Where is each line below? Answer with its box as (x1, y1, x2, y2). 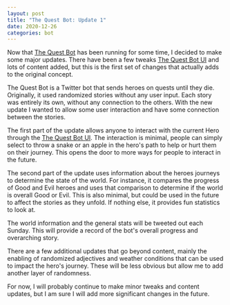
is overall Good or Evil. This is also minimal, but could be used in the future (7, 191, 220, 199)
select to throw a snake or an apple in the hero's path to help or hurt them (7, 141, 217, 149)
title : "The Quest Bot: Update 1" (7, 17, 107, 23)
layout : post (7, 10, 45, 17)
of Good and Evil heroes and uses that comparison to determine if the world (7, 184, 223, 192)
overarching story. (7, 234, 59, 242)
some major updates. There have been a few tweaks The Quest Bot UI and (7, 56, 220, 64)
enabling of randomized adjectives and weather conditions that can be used (7, 255, 224, 263)
